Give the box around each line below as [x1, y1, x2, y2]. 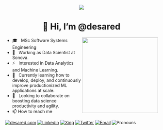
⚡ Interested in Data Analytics [12, 60, 74, 66]
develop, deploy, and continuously [12, 77, 81, 83]
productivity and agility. [12, 103, 59, 109]
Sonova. [12, 55, 29, 60]
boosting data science [12, 98, 57, 103]
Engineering [12, 44, 36, 50]
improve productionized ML [12, 82, 67, 88]
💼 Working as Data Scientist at [12, 49, 75, 55]
